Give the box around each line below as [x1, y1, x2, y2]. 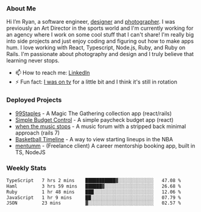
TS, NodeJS [15, 148, 46, 156]
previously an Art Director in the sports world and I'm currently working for [6, 24, 194, 32]
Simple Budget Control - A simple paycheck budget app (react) [15, 116, 174, 123]
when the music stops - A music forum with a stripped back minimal [15, 122, 186, 130]
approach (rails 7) [15, 129, 60, 136]
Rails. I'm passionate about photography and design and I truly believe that [6, 51, 194, 58]
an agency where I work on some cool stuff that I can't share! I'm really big [6, 31, 194, 38]
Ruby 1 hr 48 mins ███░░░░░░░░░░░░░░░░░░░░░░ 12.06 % [6, 189, 182, 195]
